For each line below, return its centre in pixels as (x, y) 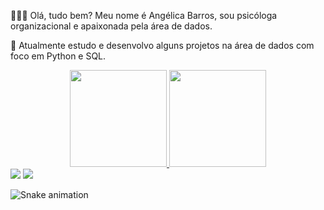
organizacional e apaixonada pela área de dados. (111, 26)
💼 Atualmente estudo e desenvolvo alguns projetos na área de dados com (162, 45)
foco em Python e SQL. (58, 56)
